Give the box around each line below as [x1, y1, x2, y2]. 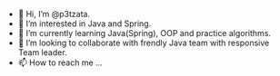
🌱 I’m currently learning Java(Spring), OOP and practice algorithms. [17, 28, 271, 38]
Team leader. [17, 47, 67, 58]
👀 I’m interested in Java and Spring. [17, 18, 152, 29]
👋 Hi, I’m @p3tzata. [17, 9, 91, 19]
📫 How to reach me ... [17, 57, 103, 68]
